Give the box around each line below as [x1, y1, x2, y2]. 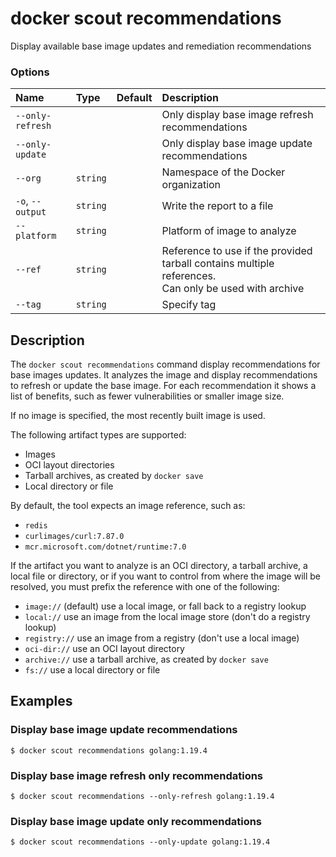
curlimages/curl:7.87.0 [24, 532, 125, 542]
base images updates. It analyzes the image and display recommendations [10, 369, 318, 381]
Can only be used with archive [161, 282, 305, 296]
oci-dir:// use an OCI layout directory [24, 643, 185, 655]
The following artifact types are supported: [10, 429, 187, 441]
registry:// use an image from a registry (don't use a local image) [24, 632, 300, 644]
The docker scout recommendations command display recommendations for [10, 358, 321, 371]
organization [161, 178, 222, 192]
